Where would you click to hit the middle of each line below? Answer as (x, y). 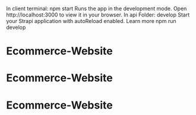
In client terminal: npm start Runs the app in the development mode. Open (97, 9)
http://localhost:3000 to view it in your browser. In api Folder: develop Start (98, 15)
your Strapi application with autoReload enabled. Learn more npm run (91, 21)
